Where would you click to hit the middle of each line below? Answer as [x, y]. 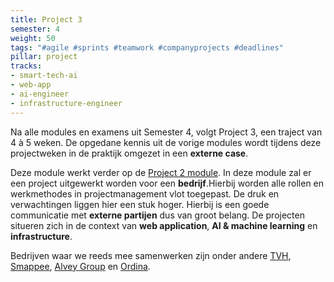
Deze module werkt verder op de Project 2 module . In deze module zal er [161, 172]
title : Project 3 [46, 19]
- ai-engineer [40, 94]
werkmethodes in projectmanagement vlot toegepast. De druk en [145, 193]
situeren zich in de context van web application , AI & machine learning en [164, 225]
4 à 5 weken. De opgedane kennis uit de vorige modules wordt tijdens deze [166, 142]
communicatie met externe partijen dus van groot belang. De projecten [157, 215]
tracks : [26, 66]
